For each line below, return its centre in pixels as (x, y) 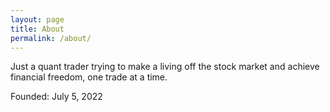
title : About (37, 29)
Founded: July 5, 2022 (56, 97)
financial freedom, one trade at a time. (89, 77)
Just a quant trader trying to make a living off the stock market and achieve (165, 67)
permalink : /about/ (51, 38)
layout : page (37, 19)
